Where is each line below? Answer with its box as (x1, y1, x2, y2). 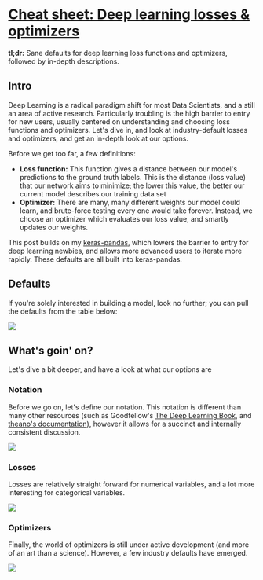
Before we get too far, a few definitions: (8, 149, 136, 158)
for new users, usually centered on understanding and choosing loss (8, 116, 230, 127)
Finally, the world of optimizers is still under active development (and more (8, 540, 250, 549)
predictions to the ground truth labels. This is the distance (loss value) (19, 172, 246, 182)
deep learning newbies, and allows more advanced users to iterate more (8, 246, 242, 255)
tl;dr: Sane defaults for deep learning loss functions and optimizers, (8, 48, 228, 57)
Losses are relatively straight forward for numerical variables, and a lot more (8, 479, 255, 489)
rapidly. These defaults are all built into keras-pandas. (8, 254, 183, 264)
